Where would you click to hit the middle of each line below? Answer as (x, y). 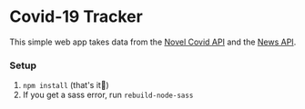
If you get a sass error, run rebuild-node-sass (108, 95)
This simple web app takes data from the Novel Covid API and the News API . (153, 42)
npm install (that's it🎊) (66, 85)
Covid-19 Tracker (76, 17)
